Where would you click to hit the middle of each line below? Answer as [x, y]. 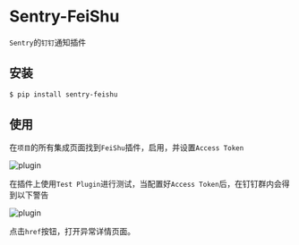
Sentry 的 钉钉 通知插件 [48, 42]
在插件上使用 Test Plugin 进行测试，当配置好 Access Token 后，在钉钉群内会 [145, 184]
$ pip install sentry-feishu [64, 94]
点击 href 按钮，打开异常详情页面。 [73, 232]
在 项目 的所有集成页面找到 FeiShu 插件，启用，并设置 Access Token [127, 148]
